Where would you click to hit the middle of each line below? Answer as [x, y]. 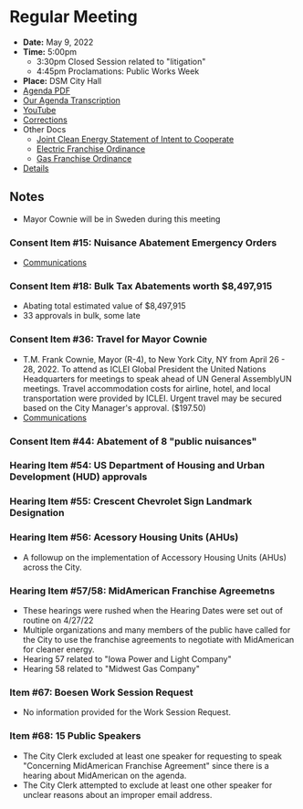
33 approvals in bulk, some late [82, 316]
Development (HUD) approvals [78, 477]
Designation [37, 513]
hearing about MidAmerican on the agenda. [104, 775]
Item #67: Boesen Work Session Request [101, 692]
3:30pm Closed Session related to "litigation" [121, 61]
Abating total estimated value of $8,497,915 [104, 306]
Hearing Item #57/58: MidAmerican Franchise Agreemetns [142, 591]
